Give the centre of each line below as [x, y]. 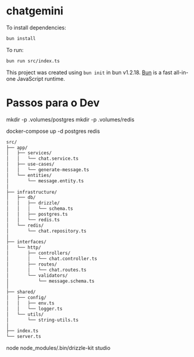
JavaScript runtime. [41, 78]
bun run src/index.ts [33, 61]
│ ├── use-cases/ [30, 164]
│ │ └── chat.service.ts [42, 159]
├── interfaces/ [26, 242]
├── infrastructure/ [32, 192]
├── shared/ [21, 292]
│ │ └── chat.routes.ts [46, 270]
